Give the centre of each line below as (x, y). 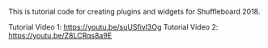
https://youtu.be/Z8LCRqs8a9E (60, 36)
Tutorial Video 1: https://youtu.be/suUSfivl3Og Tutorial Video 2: (113, 27)
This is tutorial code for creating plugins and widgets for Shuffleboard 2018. (134, 12)
